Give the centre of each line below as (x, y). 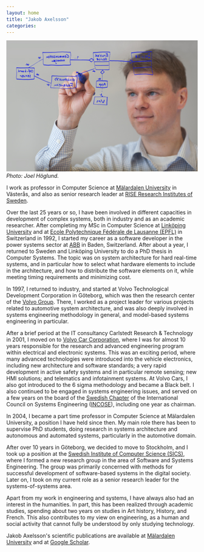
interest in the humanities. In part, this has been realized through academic (100, 504)
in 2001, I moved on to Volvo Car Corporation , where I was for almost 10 (96, 339)
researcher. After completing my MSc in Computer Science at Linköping (96, 225)
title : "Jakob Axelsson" (38, 19)
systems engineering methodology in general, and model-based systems (98, 314)
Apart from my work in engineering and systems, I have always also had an (100, 498)
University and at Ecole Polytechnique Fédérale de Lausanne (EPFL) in (94, 232)
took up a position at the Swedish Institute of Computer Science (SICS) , (96, 453)
